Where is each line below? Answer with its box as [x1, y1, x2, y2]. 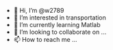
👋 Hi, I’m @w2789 [13, 7, 64, 14]
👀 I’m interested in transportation [13, 14, 106, 22]
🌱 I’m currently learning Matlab [13, 21, 101, 28]
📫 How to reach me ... [13, 36, 77, 43]
